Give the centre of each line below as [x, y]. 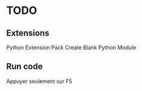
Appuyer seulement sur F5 [39, 81]
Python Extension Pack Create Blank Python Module [71, 47]
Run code [24, 66]
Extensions [28, 33]
